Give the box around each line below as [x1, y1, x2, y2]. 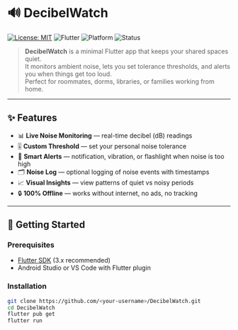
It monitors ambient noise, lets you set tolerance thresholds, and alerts [24, 62, 230, 70]
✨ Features [7, 112, 57, 124]
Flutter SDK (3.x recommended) [17, 256, 111, 265]
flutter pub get [7, 311, 55, 318]
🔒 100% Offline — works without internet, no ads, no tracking [17, 189, 198, 197]
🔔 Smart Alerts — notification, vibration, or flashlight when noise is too [17, 152, 225, 160]
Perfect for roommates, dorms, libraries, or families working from [24, 77, 215, 85]
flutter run [7, 317, 42, 324]
